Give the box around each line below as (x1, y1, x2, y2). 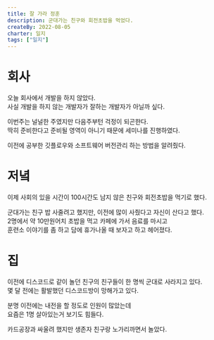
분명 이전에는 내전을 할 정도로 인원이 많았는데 (7, 301, 132, 310)
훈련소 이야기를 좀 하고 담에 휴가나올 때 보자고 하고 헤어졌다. (7, 226, 172, 234)
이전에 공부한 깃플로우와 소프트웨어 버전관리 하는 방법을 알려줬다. (7, 141, 187, 150)
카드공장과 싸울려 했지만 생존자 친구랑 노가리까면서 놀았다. (7, 325, 168, 333)
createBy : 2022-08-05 (7, 23, 71, 30)
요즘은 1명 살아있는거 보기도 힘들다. (7, 310, 104, 318)
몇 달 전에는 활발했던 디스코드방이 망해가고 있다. (7, 286, 139, 294)
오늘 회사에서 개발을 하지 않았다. (7, 94, 96, 102)
